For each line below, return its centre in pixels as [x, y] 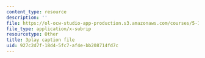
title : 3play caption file [41, 40]
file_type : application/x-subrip [49, 29]
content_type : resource [37, 12]
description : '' [27, 18]
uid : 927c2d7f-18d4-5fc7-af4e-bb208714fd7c [63, 46]
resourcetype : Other [33, 34]
